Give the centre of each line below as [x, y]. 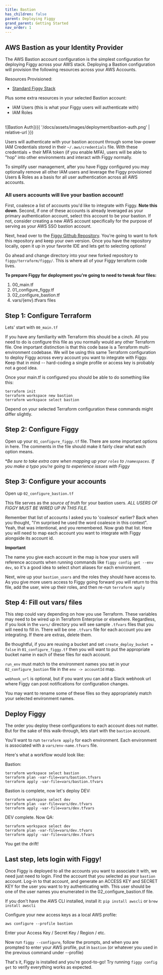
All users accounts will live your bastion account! [64, 195]
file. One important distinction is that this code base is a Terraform [71, 347]
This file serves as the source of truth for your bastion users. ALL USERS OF [81, 503]
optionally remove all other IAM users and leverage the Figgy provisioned [78, 172]
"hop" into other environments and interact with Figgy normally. [69, 157]
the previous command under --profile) [44, 953]
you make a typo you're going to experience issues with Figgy [67, 466]
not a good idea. [21, 368]
